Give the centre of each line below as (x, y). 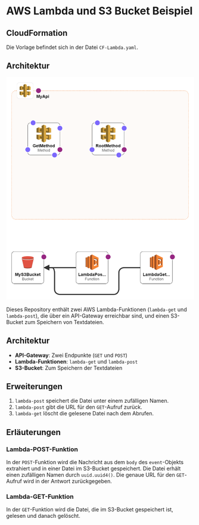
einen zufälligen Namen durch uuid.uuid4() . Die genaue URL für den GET (95, 475)
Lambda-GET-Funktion (40, 497)
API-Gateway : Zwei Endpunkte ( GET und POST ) (71, 355)
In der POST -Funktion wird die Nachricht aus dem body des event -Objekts (95, 462)
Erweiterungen (34, 386)
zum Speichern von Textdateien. (64, 322)
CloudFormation (37, 33)
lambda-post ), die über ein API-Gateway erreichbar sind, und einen (88, 316)
